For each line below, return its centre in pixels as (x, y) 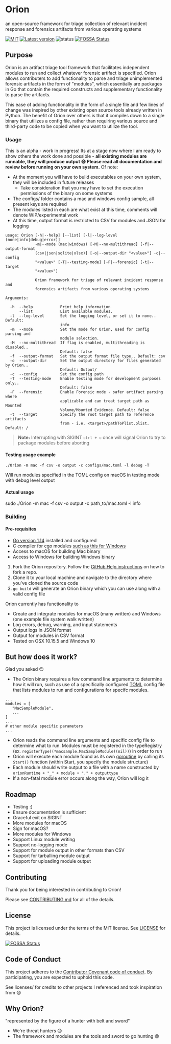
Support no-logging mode (40, 845)
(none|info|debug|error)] (33, 240)
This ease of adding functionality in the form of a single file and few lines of (85, 104)
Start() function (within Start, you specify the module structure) (80, 762)
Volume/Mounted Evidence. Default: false (105, 410)
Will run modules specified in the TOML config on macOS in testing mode (82, 475)
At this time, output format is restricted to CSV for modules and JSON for (89, 221)
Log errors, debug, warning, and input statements (65, 624)
